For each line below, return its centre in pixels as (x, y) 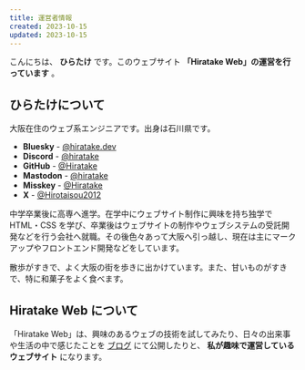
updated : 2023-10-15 (49, 35)
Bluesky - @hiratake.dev (69, 147)
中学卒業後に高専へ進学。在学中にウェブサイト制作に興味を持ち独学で (141, 214)
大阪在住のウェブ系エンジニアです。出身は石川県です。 (112, 128)
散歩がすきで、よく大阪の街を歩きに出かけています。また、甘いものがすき (149, 267)
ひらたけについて (57, 104)
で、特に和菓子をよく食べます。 (69, 279)
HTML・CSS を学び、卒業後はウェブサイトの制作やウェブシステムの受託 (146, 225)
